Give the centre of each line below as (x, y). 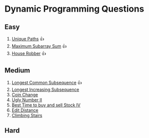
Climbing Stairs (27, 115)
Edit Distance (25, 110)
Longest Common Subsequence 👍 (47, 82)
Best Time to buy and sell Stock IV (46, 105)
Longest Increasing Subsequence (45, 89)
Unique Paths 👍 (28, 39)
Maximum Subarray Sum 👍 (39, 46)
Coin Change (25, 95)
